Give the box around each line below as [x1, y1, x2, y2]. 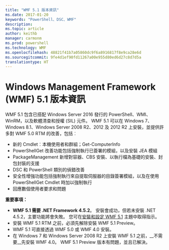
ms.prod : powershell [5, 41, 49, 46]
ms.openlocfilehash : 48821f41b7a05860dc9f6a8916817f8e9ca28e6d [5, 50, 142, 55]
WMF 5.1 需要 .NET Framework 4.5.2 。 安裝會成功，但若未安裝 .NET [12, 207, 156, 213]
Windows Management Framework [5, 81, 156, 93]
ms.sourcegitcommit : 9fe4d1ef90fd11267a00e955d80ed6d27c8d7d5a [5, 54, 142, 60]
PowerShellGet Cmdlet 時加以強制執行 [12, 179, 92, 185]
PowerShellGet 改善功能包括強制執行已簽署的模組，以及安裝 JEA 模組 [12, 148, 158, 154]
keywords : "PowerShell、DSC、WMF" [5, 17, 77, 22]
